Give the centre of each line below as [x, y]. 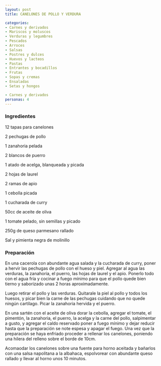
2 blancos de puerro [25, 155]
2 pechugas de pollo [25, 136]
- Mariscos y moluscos [28, 32]
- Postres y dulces [25, 54]
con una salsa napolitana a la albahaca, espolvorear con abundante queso [79, 353]
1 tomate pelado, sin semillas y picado [43, 221]
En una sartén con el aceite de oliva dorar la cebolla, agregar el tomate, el [78, 313]
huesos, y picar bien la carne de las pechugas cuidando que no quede [75, 298]
